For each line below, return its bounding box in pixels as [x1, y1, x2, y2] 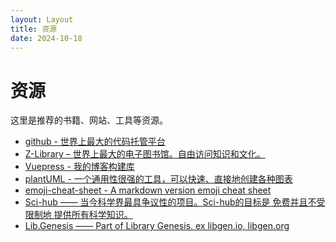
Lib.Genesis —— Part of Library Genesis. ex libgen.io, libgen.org [24, 220, 290, 232]
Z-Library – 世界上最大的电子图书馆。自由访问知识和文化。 [24, 148, 266, 160]
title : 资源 [10, 24, 57, 34]
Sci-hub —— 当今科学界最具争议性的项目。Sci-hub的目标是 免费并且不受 [24, 196, 326, 208]
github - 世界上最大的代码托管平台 [24, 136, 166, 148]
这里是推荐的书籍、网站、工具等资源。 [10, 114, 168, 126]
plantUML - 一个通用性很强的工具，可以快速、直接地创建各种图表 [24, 173, 293, 185]
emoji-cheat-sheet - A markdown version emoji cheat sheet [24, 184, 272, 196]
